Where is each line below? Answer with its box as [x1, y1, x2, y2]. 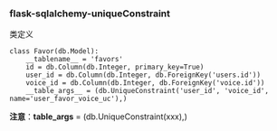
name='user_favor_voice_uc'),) [9, 94, 128, 104]
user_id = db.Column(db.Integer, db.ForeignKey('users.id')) [25, 70, 261, 80]
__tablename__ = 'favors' [25, 55, 124, 64]
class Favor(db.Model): [9, 47, 100, 56]
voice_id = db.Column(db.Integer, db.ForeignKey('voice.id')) [25, 79, 265, 88]
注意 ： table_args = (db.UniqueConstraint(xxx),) [9, 111, 187, 122]
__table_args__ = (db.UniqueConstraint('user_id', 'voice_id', [25, 87, 270, 96]
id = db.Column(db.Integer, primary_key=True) [25, 62, 205, 72]
